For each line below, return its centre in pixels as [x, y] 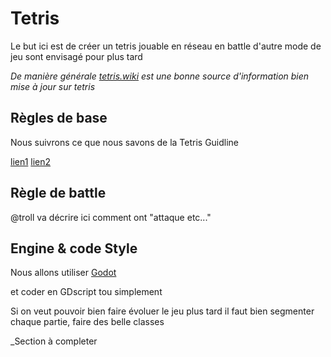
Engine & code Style [74, 248]
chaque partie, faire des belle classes [87, 322]
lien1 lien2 [31, 161]
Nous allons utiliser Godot [63, 273]
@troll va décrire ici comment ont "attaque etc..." [111, 217]
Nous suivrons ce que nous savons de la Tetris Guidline [125, 142]
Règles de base [59, 118]
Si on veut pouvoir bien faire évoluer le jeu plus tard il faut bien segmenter [162, 311]
